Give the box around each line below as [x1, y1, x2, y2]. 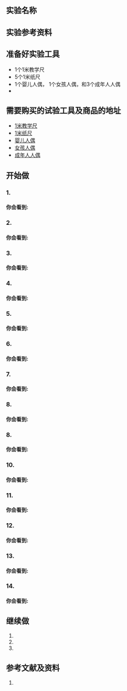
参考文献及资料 [6, 663, 60, 673]
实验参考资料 [6, 27, 52, 37]
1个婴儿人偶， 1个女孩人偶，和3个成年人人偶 [14, 80, 121, 87]
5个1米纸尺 [14, 73, 41, 80]
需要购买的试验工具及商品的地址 [6, 105, 121, 116]
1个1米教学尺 [14, 66, 45, 73]
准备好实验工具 [6, 49, 60, 59]
